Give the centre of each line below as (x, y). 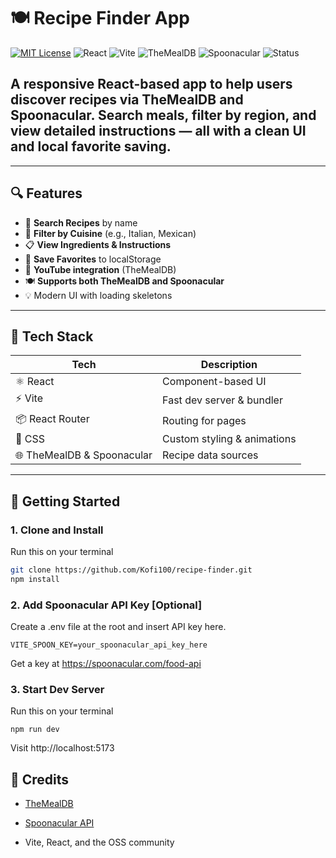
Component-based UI (214, 382)
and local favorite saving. (91, 146)
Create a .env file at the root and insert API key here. (118, 627)
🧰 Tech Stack (52, 336)
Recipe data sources (210, 455)
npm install (35, 579)
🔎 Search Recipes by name (81, 222)
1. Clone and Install (57, 530)
